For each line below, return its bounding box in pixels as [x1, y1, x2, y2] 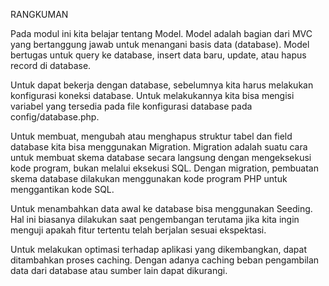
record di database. [10, 60, 92, 71]
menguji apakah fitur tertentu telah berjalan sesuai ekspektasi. [10, 224, 267, 236]
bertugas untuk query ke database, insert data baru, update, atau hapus [10, 49, 307, 61]
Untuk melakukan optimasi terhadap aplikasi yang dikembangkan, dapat [10, 244, 308, 255]
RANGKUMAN [10, 9, 69, 20]
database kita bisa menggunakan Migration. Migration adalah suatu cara [10, 141, 308, 153]
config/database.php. [10, 111, 100, 123]
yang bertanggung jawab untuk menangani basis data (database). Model [10, 39, 310, 50]
